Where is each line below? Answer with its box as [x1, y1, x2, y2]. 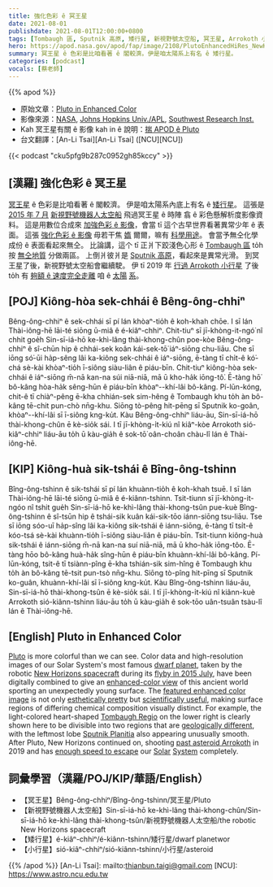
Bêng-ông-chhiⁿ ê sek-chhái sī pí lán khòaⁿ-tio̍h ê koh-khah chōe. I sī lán [8, 316, 253, 326]
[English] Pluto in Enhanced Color [8, 629, 182, 643]
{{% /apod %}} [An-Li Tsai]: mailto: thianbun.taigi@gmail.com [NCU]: [8, 860, 238, 870]
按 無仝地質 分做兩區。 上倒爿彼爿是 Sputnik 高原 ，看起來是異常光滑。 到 [8, 250, 253, 260]
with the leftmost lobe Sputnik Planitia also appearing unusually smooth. [8, 729, 249, 738]
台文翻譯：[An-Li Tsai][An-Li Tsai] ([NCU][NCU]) [19, 134, 184, 144]
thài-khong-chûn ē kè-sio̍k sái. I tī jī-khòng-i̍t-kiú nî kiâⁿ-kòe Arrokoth [8, 420, 241, 429]
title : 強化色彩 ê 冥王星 [8, 11, 88, 20]
